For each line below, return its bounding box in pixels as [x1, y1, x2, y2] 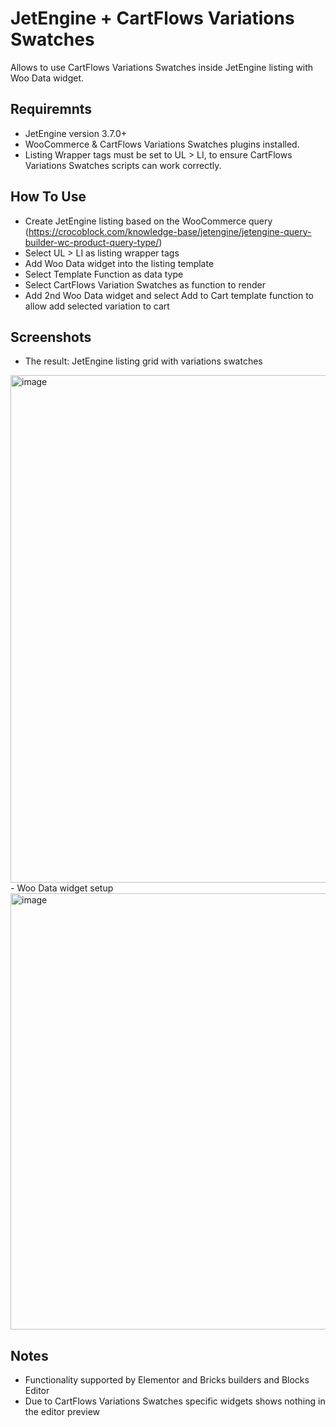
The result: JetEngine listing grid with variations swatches [24, 355, 263, 367]
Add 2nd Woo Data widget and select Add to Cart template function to [24, 289, 315, 301]
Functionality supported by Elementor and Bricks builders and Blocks [24, 1374, 310, 1386]
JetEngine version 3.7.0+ [24, 127, 128, 139]
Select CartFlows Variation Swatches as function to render [24, 278, 267, 291]
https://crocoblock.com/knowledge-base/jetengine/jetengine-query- [28, 225, 312, 237]
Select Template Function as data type [24, 268, 184, 280]
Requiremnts [10, 101, 93, 118]
